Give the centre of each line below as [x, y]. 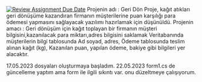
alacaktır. [17, 54]
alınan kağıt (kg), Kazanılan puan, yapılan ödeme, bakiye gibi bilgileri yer [96, 48]
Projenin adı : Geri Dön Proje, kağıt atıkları [139, 9]
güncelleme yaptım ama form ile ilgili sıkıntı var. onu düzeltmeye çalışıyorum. [101, 72]
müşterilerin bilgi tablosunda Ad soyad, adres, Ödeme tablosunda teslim [96, 41]
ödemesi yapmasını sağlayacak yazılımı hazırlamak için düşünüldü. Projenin [100, 22]
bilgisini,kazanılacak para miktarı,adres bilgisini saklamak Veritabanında [95, 35]
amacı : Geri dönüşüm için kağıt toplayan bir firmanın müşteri [82, 28]
